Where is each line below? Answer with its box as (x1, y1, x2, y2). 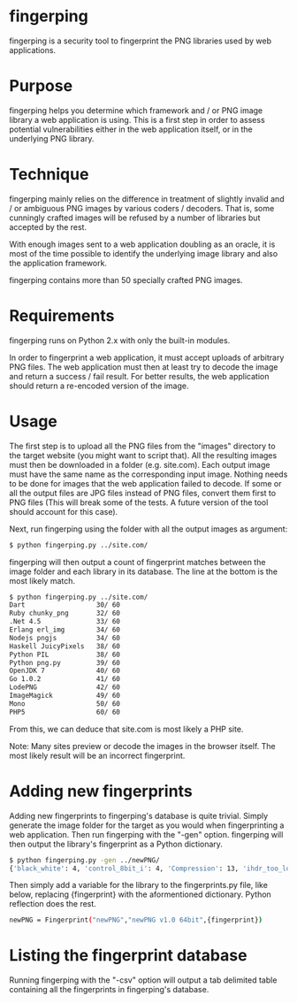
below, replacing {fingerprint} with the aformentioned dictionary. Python (9, 889, 271, 900)
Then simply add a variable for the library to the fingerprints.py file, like (9, 880, 268, 891)
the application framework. (9, 257, 108, 268)
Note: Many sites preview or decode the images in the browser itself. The (9, 740, 276, 751)
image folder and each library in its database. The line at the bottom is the (9, 566, 278, 577)
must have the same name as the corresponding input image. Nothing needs (9, 469, 288, 479)
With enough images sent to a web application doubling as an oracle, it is (9, 239, 276, 249)
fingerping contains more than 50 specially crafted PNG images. (9, 274, 243, 285)
